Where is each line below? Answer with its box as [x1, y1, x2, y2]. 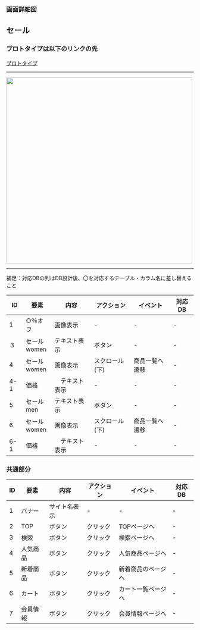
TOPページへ [118, 522, 155, 531]
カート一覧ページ [118, 585, 167, 593]
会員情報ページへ [118, 609, 167, 618]
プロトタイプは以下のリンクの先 [6, 45, 98, 53]
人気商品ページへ [118, 549, 167, 557]
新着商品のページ [118, 565, 167, 573]
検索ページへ [118, 534, 155, 542]
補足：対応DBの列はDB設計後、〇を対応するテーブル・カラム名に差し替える [6, 274, 192, 281]
